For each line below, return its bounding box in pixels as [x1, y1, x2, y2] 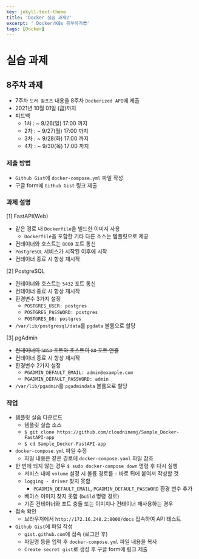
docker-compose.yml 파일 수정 [15, 447, 87, 455]
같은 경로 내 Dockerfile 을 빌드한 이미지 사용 [15, 225, 120, 232]
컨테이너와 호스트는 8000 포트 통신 [15, 240, 96, 247]
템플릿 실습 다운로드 [15, 413, 62, 421]
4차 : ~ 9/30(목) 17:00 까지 [24, 142, 89, 150]
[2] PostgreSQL [6, 267, 46, 275]
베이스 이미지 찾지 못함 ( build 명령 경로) [24, 492, 120, 500]
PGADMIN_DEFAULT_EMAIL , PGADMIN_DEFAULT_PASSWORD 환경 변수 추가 [33, 485, 193, 492]
